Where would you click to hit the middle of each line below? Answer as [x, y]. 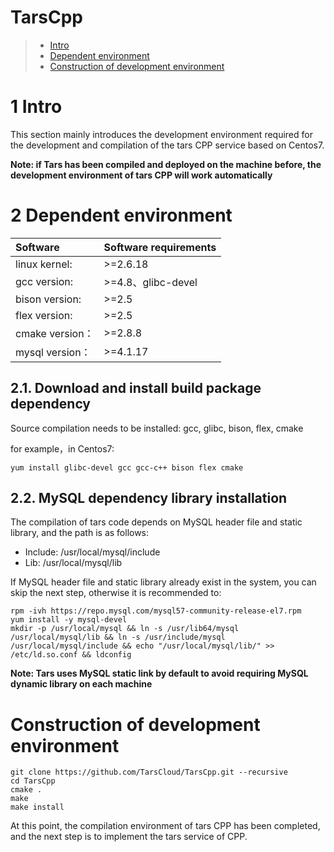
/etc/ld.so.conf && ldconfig [71, 655]
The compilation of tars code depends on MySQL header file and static [156, 522]
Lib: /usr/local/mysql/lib [73, 563]
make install [37, 807]
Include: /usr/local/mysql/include [92, 552]
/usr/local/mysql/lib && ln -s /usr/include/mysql [118, 637]
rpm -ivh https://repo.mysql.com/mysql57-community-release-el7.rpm [156, 611]
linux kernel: [44, 264]
